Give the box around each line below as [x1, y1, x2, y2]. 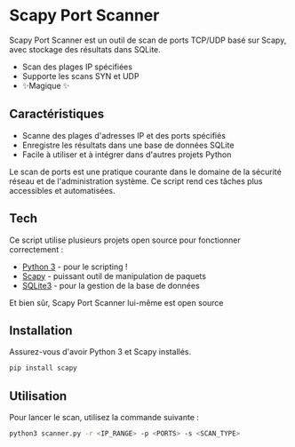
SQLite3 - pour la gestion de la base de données [21, 280, 200, 291]
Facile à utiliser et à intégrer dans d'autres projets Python [21, 148, 232, 160]
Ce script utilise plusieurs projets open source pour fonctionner [9, 235, 242, 245]
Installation [9, 323, 73, 338]
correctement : [9, 243, 64, 254]
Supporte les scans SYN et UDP [21, 70, 140, 81]
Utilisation [9, 388, 68, 403]
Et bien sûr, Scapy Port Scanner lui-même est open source [9, 297, 224, 307]
